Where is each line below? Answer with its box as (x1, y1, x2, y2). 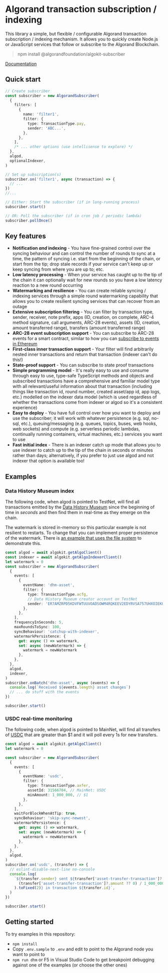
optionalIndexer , (9, 158, 46, 163)
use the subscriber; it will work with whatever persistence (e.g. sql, (12, 415, 151, 421)
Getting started (5, 917, 54, 926)
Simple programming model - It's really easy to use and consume (12, 367, 149, 373)
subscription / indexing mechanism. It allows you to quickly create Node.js (5, 36, 158, 42)
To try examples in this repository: (5, 931, 75, 937)
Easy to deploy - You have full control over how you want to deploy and (12, 410, 160, 416)
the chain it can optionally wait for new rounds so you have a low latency (12, 277, 162, 283)
